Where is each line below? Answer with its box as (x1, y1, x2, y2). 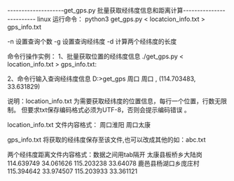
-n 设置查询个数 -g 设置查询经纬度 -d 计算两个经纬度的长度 (7, 37, 177, 46)
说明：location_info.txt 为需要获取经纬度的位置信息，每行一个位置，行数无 (7, 97, 221, 105)
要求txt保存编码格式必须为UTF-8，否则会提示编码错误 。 (27, 106, 191, 114)
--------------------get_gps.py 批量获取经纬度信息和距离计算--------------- (7, 6, 226, 14)
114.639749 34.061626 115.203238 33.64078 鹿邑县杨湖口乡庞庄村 (7, 159, 200, 167)
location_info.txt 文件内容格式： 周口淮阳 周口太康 (7, 121, 151, 128)
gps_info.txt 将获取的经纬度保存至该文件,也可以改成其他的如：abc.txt (7, 135, 206, 144)
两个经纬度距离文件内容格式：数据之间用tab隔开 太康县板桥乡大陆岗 (7, 150, 203, 159)
